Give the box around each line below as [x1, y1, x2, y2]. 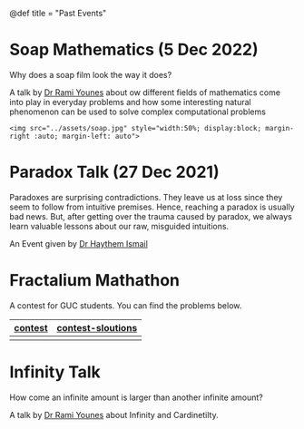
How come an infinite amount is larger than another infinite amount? [9, 392, 263, 403]
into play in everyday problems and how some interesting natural [9, 96, 251, 107]
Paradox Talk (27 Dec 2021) [9, 162, 220, 182]
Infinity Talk [9, 362, 102, 382]
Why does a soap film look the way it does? [9, 69, 172, 80]
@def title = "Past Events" [9, 8, 107, 18]
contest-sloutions [56, 321, 138, 334]
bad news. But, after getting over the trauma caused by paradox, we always [9, 210, 292, 221]
